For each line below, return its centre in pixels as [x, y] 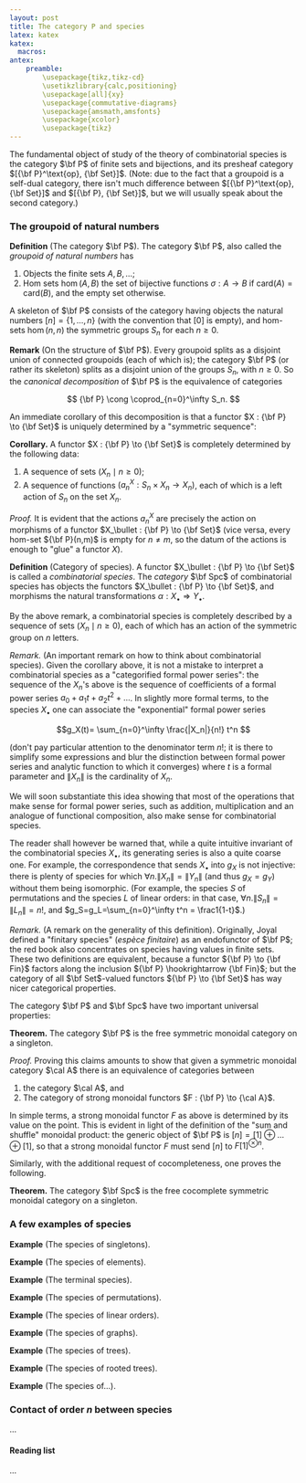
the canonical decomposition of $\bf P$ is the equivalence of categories [146, 381]
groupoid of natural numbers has [72, 256]
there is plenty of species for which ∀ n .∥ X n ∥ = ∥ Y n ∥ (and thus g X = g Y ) [142, 878]
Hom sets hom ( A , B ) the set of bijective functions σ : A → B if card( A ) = [158, 283]
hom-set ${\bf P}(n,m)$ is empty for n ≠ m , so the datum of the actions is [148, 540]
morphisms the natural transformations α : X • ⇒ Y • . [107, 597]
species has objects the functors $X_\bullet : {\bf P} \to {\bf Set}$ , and [142, 586]
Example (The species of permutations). [85, 1297]
